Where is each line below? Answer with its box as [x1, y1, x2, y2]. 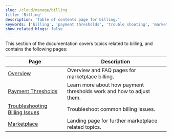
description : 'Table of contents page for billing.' [5, 17, 120, 22]
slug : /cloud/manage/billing [5, 7, 68, 13]
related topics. [67, 124, 101, 131]
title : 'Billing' [5, 12, 42, 17]
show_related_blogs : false [5, 27, 63, 32]
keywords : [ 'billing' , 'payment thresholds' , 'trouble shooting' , [5, 21, 150, 27]
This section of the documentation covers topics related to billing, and [5, 40, 153, 47]
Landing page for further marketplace [67, 117, 158, 124]
